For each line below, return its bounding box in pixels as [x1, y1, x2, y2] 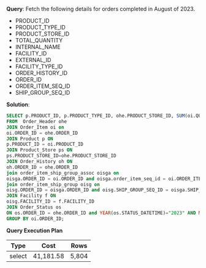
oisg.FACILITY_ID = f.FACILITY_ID [6, 199, 95, 205]
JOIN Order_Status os [6, 204, 62, 210]
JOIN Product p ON [6, 135, 53, 142]
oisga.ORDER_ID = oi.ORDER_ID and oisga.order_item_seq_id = [6, 175, 166, 182]
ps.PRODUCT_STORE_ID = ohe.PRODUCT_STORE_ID [6, 153, 116, 159]
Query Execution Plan [6, 227, 63, 234]
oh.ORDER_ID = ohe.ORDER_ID [6, 164, 78, 170]
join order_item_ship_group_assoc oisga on [6, 170, 120, 176]
